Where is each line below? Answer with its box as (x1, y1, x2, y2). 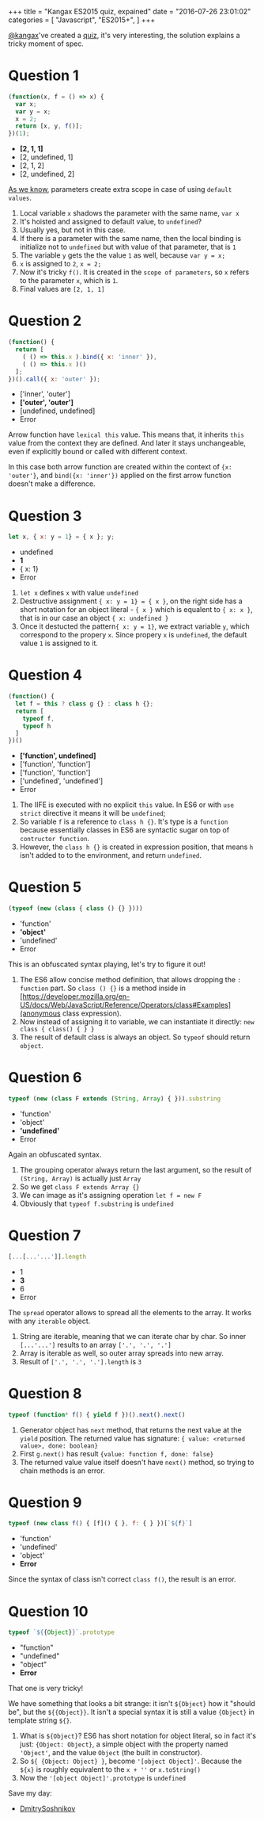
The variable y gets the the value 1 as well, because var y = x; (19, 251, 226, 260)
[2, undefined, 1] (19, 152, 74, 162)
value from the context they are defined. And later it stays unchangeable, (8, 438, 247, 448)
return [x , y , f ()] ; (15, 122, 83, 130)
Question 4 (8, 666, 83, 684)
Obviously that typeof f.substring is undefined (19, 1199, 174, 1208)
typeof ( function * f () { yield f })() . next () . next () (8, 1410, 186, 1418)
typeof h (22, 721, 51, 730)
